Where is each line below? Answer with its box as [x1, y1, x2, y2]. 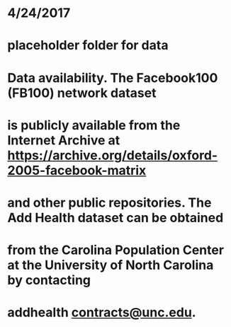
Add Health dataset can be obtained [7, 210, 224, 226]
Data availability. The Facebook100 [7, 69, 218, 86]
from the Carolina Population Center [7, 242, 225, 258]
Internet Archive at [7, 132, 120, 148]
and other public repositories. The [7, 195, 212, 210]
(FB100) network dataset [7, 85, 157, 101]
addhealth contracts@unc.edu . [7, 304, 196, 321]
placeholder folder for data [7, 38, 169, 54]
